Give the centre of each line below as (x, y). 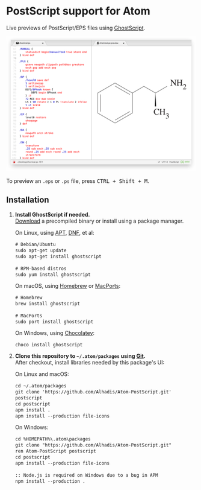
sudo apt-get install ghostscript (58, 256)
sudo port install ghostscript (54, 322)
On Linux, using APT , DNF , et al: (54, 232)
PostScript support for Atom (78, 11)
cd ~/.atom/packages (41, 386)
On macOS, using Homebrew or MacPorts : (68, 285)
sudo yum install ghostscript (53, 275)
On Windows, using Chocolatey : (55, 332)
